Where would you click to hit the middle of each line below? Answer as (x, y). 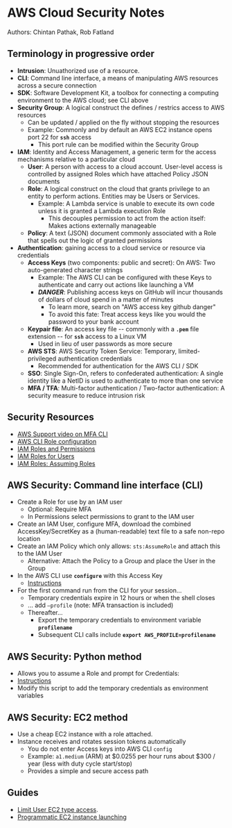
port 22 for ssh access (60, 137)
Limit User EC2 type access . (57, 809)
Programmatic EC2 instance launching (72, 817)
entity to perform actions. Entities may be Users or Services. (114, 196)
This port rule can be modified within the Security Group (118, 144)
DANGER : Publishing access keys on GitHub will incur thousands (130, 292)
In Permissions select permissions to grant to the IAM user (111, 517)
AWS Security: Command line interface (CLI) (105, 485)
